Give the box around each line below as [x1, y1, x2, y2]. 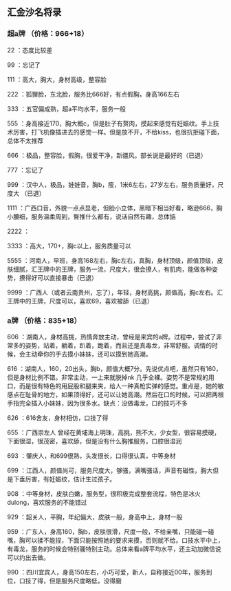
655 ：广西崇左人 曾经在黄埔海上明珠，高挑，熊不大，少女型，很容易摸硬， [7, 428, 221, 437]
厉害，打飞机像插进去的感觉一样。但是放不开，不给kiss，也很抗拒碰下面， [12, 128, 223, 136]
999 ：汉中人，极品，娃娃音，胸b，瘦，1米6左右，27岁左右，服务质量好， [7, 180, 218, 188]
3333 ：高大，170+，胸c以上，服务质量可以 [7, 241, 132, 250]
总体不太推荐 [7, 137, 43, 145]
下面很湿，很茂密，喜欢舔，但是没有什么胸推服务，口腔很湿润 [7, 437, 182, 445]
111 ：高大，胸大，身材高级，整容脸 [7, 75, 107, 83]
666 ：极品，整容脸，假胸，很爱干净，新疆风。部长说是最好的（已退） [7, 151, 207, 159]
